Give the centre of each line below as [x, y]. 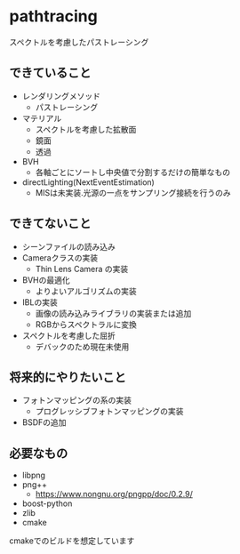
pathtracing [53, 16]
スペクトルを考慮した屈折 [68, 335]
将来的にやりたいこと [68, 377]
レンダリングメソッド [61, 96]
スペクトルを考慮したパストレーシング [79, 42]
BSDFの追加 [44, 422]
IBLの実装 [40, 302]
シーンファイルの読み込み [68, 246]
